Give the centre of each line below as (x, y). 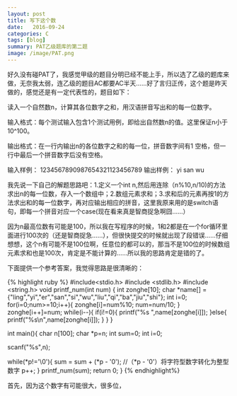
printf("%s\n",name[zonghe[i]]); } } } (60, 320)
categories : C (28, 34)
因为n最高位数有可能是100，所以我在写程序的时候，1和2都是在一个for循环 (115, 226)
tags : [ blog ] (27, 40)
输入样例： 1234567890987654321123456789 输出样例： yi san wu (106, 170)
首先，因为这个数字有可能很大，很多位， (66, 385)
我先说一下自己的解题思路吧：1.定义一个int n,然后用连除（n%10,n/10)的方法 (117, 185)
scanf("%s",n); (29, 346)
